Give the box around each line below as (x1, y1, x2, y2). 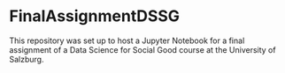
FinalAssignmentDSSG (9, 6, 180, 26)
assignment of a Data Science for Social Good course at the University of (9, 44, 276, 55)
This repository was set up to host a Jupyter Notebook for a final (9, 35, 245, 46)
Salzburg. (9, 54, 44, 64)
